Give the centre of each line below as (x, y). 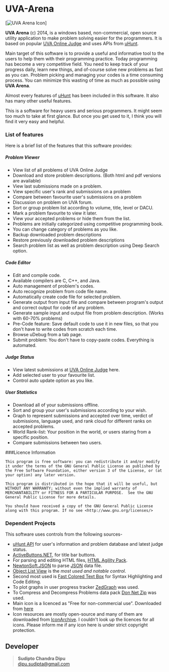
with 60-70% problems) (38, 319)
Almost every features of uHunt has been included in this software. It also (82, 95)
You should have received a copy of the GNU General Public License (79, 506)
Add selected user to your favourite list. (54, 375)
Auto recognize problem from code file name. (60, 292)
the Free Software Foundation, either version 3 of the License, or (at (84, 471)
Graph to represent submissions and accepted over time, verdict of (83, 416)
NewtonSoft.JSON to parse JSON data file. (57, 565)
